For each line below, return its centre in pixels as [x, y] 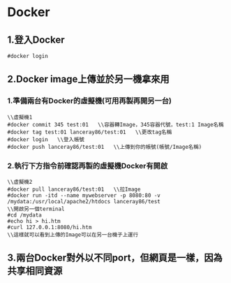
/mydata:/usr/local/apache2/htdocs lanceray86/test [84, 201]
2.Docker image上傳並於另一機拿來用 [88, 79]
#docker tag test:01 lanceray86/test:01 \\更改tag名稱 [90, 132]
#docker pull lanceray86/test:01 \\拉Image [74, 189]
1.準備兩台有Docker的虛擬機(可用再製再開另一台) [90, 101]
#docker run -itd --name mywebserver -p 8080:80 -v [84, 195]
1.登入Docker [36, 39]
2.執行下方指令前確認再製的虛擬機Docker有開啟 [88, 166]
